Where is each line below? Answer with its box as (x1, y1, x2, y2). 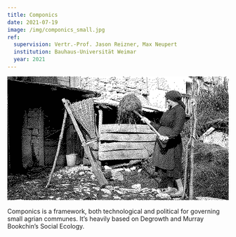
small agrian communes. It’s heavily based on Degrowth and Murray (7, 214, 204, 223)
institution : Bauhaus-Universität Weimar (13, 49, 137, 56)
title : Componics (7, 11, 58, 18)
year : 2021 (13, 56, 46, 63)
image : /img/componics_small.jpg (7, 26, 105, 33)
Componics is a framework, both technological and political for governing (7, 207, 220, 216)
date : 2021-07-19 (7, 18, 58, 26)
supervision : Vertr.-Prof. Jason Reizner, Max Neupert (13, 41, 178, 49)
